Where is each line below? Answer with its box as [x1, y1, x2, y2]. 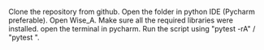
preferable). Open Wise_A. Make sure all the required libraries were [8, 15, 234, 25]
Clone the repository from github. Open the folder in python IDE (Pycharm [8, 7, 256, 16]
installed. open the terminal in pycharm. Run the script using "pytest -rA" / [8, 24, 256, 33]
